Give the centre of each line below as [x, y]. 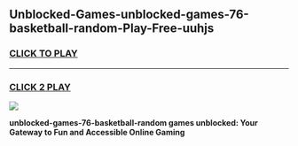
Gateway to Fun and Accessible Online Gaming [97, 132]
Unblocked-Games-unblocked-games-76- [129, 15]
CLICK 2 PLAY [40, 87]
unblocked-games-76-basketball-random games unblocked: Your [134, 122]
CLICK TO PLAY [43, 54]
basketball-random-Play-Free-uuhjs [112, 29]
